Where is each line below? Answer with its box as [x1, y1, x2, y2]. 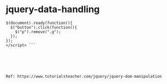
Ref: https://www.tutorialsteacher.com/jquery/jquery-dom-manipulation [6, 74, 162, 79]
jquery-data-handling [6, 4, 100, 15]
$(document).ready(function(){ [6, 20, 73, 25]
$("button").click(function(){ [10, 24, 77, 30]
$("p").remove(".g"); [15, 29, 61, 34]
